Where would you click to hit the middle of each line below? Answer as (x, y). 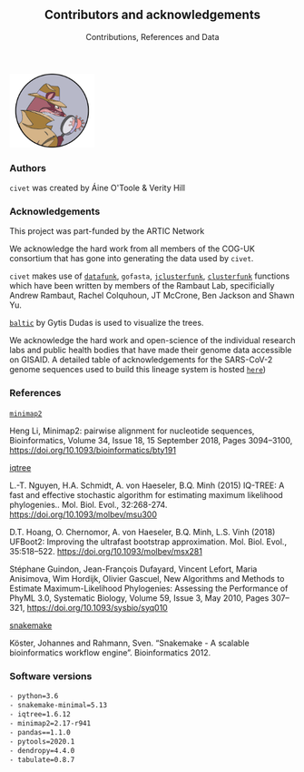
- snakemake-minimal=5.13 (58, 705)
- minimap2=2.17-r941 (50, 723)
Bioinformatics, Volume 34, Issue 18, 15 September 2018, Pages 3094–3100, (151, 440)
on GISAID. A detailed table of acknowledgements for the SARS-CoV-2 (141, 360)
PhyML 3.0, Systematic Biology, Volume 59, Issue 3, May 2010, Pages (139, 598)
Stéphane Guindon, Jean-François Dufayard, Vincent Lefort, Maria (133, 569)
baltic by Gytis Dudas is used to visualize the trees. (107, 323)
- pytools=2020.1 (42, 741)
